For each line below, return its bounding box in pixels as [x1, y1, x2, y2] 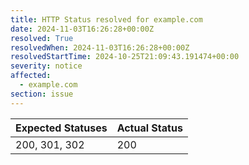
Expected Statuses [15, 121, 108, 135]
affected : [10, 71, 52, 81]
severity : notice [10, 61, 83, 71]
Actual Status [116, 121, 183, 135]
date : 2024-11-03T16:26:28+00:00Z [10, 24, 155, 34]
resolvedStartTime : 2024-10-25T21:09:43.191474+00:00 [10, 52, 240, 62]
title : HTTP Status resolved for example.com [10, 14, 203, 25]
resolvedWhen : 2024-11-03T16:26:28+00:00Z [10, 42, 190, 53]
